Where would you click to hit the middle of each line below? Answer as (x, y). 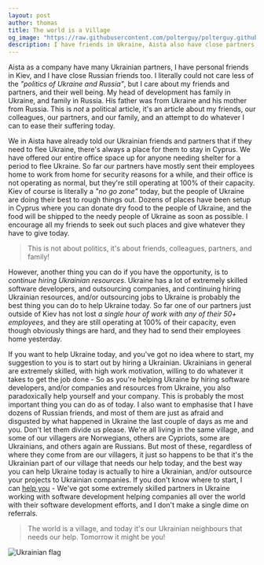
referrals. (23, 514)
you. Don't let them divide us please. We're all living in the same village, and (131, 429)
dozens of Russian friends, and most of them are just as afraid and (116, 413)
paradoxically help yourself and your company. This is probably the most (126, 396)
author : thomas (33, 23)
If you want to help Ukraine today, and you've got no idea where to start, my (131, 355)
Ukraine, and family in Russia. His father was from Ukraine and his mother (128, 101)
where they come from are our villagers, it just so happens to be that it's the (131, 455)
